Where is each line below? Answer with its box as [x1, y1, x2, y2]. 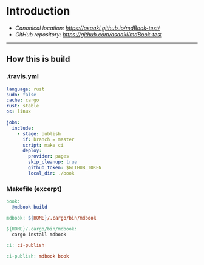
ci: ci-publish [6, 243, 45, 249]
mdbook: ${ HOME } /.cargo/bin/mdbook [6, 215, 97, 221]
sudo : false [6, 92, 36, 98]
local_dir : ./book [28, 170, 75, 176]
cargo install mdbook [12, 232, 67, 238]
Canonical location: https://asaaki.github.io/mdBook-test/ [15, 24, 160, 32]
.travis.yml [6, 72, 39, 81]
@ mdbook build [12, 204, 47, 210]
